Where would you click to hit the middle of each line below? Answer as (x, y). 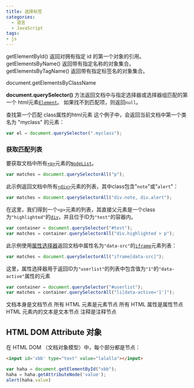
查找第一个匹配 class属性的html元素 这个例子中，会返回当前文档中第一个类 (96, 115)
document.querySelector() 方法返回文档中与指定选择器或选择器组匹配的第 (97, 95)
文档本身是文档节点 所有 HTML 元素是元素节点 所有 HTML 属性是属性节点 (95, 305)
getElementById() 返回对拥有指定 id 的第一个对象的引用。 (75, 56)
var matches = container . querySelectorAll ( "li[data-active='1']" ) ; (91, 292)
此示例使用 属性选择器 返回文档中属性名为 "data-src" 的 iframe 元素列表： (92, 245)
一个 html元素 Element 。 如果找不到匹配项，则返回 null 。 (74, 102)
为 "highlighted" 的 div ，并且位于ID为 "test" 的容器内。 (71, 217)
